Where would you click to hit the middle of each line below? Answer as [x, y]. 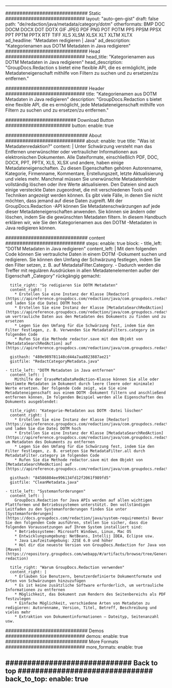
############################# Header [55, 88]
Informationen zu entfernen [35, 590]
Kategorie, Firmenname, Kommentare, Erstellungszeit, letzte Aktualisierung [84, 174]
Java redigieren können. [31, 228]
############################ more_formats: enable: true [74, 647]
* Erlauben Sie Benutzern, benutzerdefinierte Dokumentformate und [88, 576]
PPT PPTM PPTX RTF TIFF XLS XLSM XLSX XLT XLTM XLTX [69, 35]
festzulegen [18, 599]
